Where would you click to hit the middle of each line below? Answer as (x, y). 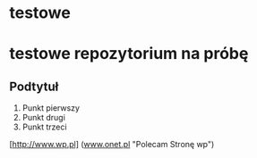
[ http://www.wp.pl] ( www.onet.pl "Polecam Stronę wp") (112, 145)
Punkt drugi (43, 118)
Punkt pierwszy (51, 108)
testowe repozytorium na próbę (129, 54)
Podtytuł (34, 86)
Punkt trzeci (44, 127)
